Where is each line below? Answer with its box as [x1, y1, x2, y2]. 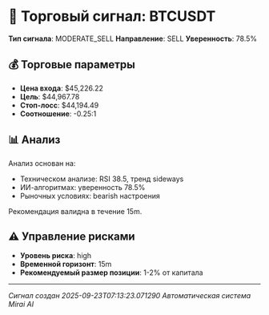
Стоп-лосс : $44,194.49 [19, 100, 99, 110]
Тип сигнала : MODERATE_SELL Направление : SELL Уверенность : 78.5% [8, 34, 258, 43]
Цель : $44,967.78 [19, 91, 80, 101]
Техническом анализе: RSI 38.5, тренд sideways [19, 174, 184, 184]
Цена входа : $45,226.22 [19, 83, 104, 93]
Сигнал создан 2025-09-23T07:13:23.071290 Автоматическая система [8, 291, 251, 301]
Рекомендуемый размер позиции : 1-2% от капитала [19, 268, 203, 277]
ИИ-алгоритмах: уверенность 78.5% [19, 182, 146, 192]
